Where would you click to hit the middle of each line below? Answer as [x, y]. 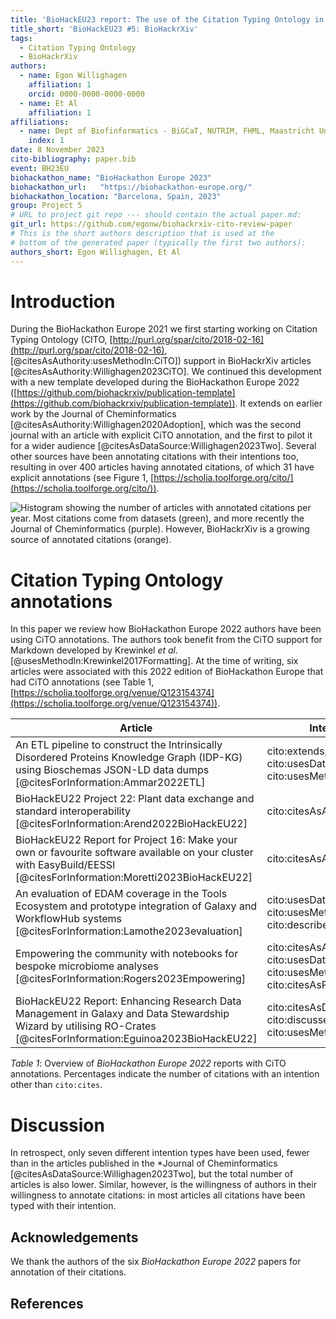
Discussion [57, 1125]
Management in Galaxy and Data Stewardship [122, 1014]
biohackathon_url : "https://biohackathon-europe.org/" [131, 187]
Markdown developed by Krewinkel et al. [94, 650]
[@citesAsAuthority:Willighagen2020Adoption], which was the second [156, 425]
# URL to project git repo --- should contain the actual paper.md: [156, 215]
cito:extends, [297, 751]
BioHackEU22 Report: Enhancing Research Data [128, 1001]
